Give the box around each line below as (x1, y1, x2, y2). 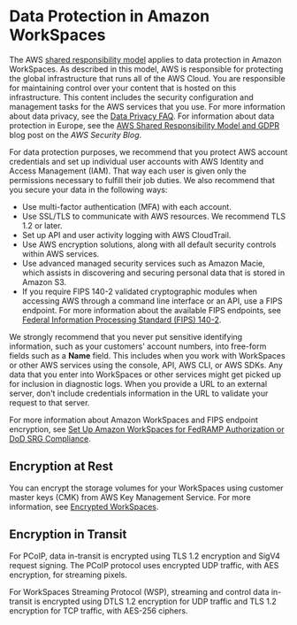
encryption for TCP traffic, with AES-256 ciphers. (9, 605, 188, 616)
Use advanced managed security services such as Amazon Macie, (21, 258, 265, 268)
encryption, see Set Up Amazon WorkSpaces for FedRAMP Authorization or (9, 423, 285, 435)
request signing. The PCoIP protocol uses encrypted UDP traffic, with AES (9, 559, 279, 570)
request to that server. (9, 397, 90, 408)
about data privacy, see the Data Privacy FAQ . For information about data (9, 111, 275, 121)
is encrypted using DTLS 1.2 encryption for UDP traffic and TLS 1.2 (34, 596, 277, 606)
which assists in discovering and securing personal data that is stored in (21, 267, 286, 278)
